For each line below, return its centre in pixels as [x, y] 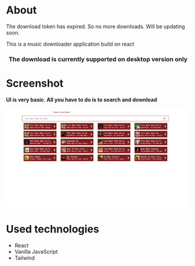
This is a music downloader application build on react [70, 44]
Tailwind [25, 258]
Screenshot [35, 83]
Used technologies [53, 229]
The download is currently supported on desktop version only [98, 59]
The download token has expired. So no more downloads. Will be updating [95, 26]
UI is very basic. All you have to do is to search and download [82, 100]
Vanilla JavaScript [36, 252]
